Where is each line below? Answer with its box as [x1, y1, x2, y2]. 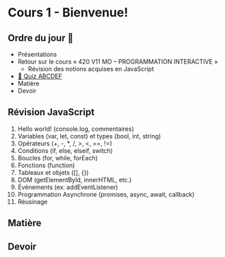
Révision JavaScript [8, 106, 95, 118]
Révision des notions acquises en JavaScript [27, 65, 155, 73]
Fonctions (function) [17, 161, 75, 169]
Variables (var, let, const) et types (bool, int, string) [17, 132, 161, 140]
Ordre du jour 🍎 [8, 32, 74, 44]
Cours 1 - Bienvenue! [8, 5, 129, 21]
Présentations [17, 50, 57, 58]
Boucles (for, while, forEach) [17, 154, 98, 162]
